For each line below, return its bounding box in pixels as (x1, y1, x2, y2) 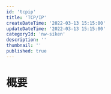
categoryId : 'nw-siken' (6, 31, 66, 37)
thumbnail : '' (6, 43, 42, 49)
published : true (6, 48, 47, 54)
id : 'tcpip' (6, 8, 36, 15)
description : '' (6, 37, 47, 43)
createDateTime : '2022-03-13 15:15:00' (6, 20, 106, 26)
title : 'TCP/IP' (6, 14, 47, 20)
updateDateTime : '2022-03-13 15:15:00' (6, 25, 106, 32)
